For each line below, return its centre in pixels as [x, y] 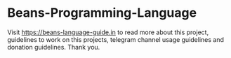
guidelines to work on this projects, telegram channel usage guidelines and [116, 39]
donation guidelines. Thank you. [54, 47]
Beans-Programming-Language [102, 13]
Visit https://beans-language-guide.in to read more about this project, [108, 32]
